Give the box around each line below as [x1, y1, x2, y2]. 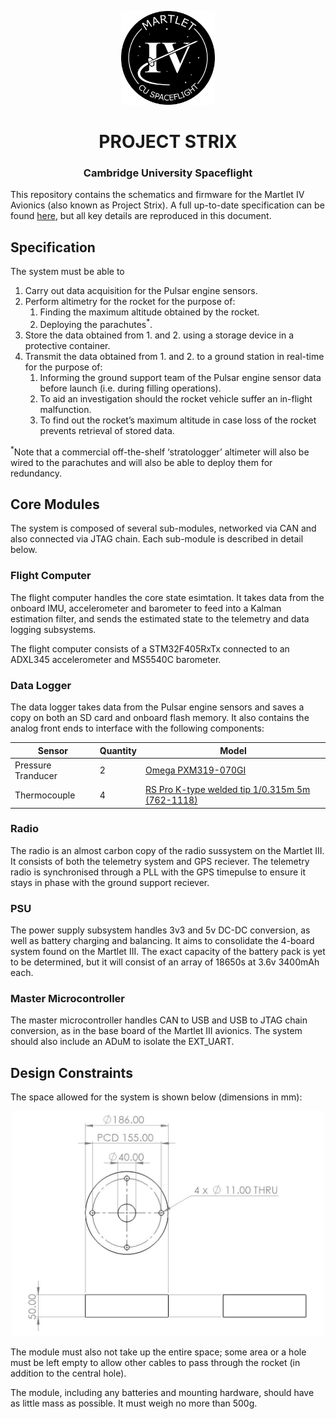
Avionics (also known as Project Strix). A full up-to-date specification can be [10, 199, 325, 211]
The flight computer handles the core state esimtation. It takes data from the [10, 591, 325, 603]
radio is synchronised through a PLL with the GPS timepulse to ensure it [10, 866, 307, 878]
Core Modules [10, 496, 100, 513]
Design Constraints [10, 1064, 133, 1081]
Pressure [14, 759, 52, 771]
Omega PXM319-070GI [145, 764, 247, 776]
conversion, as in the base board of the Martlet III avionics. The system [10, 1025, 303, 1037]
